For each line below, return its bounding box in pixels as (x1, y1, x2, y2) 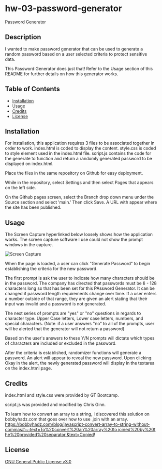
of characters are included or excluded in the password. (5, 340, 117, 346)
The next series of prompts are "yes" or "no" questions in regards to (5, 310, 141, 316)
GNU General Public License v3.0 (5, 458, 72, 464)
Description (5, 33, 41, 41)
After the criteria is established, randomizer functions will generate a (5, 350, 142, 356)
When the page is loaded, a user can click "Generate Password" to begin (5, 261, 151, 267)
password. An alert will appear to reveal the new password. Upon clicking (5, 355, 151, 361)
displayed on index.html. (5, 161, 54, 167)
